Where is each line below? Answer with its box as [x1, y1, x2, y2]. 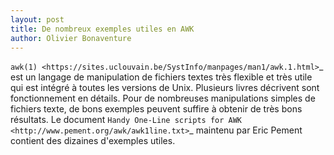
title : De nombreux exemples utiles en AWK [10, 24, 195, 34]
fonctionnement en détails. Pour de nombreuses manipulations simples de [10, 92, 316, 105]
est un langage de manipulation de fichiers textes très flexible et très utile [10, 71, 313, 83]
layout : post [10, 14, 65, 25]
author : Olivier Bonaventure [10, 33, 132, 43]
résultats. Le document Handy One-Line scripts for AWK [10, 114, 243, 126]
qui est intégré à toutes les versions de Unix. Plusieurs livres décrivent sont [10, 82, 320, 94]
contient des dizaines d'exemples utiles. [10, 135, 176, 147]
